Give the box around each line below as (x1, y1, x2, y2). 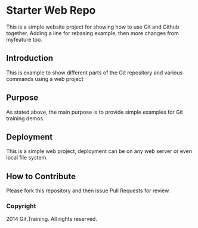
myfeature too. (6, 36, 43, 43)
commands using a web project (6, 75, 83, 82)
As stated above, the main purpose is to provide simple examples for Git (6, 108, 183, 115)
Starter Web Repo (6, 4, 96, 17)
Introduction (6, 53, 54, 63)
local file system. (6, 154, 48, 161)
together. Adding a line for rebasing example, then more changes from (6, 29, 179, 36)
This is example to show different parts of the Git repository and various (6, 69, 183, 76)
